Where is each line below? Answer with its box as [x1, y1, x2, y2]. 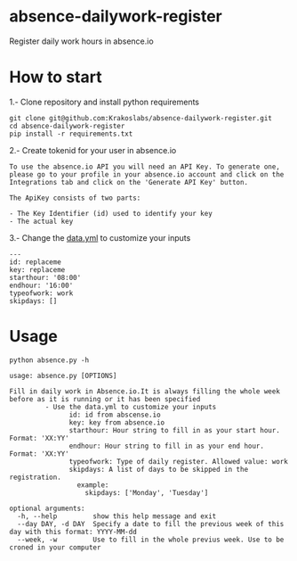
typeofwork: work [9, 288, 74, 298]
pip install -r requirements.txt [9, 129, 133, 138]
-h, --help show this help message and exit [17, 511, 217, 521]
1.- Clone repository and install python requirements [9, 96, 200, 107]
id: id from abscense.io [68, 410, 162, 419]
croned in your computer [9, 542, 101, 552]
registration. [9, 473, 62, 482]
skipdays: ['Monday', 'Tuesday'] [84, 488, 209, 497]
